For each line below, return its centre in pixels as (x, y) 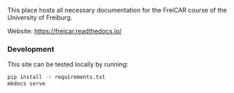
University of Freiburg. (40, 17)
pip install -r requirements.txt (56, 77)
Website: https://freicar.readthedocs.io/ (64, 31)
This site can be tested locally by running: (68, 64)
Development (31, 49)
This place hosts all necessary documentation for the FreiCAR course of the (117, 10)
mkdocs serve (26, 84)
